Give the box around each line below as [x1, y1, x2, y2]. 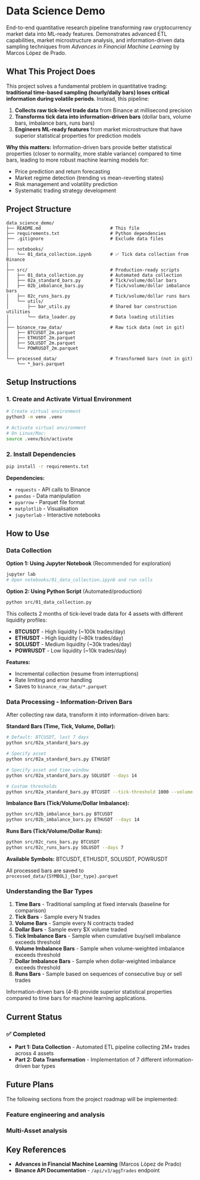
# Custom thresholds [6, 783, 58, 789]
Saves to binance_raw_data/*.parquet [14, 683, 107, 690]
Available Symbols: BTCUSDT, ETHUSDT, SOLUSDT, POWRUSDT [6, 855, 168, 863]
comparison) [14, 907, 46, 914]
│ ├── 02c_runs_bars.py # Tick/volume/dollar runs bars [6, 293, 190, 299]
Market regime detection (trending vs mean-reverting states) [14, 174, 164, 181]
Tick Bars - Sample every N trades [14, 913, 101, 920]
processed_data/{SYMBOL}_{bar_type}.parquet [6, 873, 118, 879]
